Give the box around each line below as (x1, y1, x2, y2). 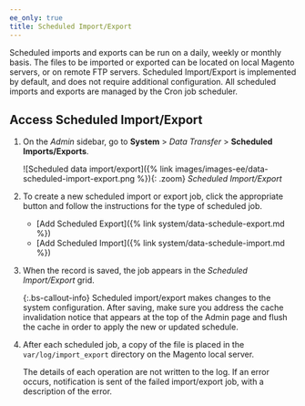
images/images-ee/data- (174, 163, 269, 174)
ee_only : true (9, 13, 64, 23)
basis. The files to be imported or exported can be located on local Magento (9, 57, 295, 68)
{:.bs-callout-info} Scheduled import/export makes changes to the (22, 293, 271, 304)
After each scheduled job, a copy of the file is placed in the (22, 339, 245, 350)
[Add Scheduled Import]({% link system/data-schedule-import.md (36, 238, 285, 249)
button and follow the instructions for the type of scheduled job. (22, 201, 262, 212)
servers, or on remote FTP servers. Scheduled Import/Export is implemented (9, 66, 297, 78)
